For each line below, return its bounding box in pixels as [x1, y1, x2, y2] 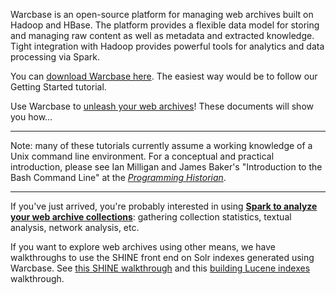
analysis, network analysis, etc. [10, 222, 140, 233]
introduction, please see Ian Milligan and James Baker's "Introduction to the [10, 161, 323, 173]
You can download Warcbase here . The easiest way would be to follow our [10, 70, 318, 82]
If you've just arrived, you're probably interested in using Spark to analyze [10, 200, 318, 212]
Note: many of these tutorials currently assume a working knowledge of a [10, 140, 313, 151]
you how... [10, 111, 53, 123]
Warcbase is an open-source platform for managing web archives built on [10, 9, 314, 20]
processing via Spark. [10, 51, 100, 63]
